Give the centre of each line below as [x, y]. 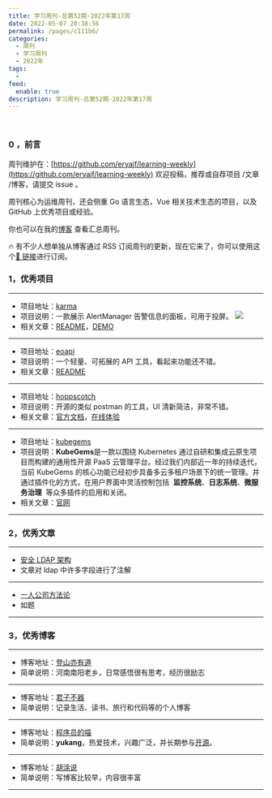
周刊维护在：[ [31, 164]
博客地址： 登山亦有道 [55, 662]
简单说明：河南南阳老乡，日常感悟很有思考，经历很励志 [112, 673]
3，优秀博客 [32, 636]
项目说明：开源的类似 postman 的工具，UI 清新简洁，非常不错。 [126, 406]
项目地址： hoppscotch [58, 396]
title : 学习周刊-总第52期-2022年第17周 [70, 16]
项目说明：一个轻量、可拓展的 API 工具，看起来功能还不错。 [120, 361]
